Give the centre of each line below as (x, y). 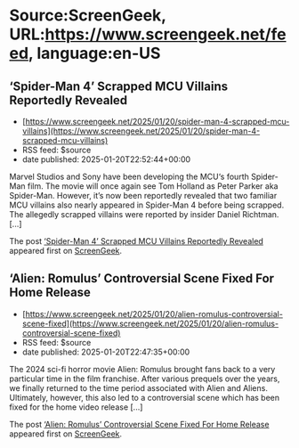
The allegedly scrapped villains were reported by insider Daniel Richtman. (144, 214)
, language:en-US (94, 53)
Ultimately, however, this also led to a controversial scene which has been (145, 397)
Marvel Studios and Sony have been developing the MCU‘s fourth (129, 176)
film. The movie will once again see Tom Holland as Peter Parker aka (153, 186)
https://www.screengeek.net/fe (166, 34)
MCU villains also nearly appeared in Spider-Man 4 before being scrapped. (147, 205)
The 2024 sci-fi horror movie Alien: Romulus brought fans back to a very (142, 369)
